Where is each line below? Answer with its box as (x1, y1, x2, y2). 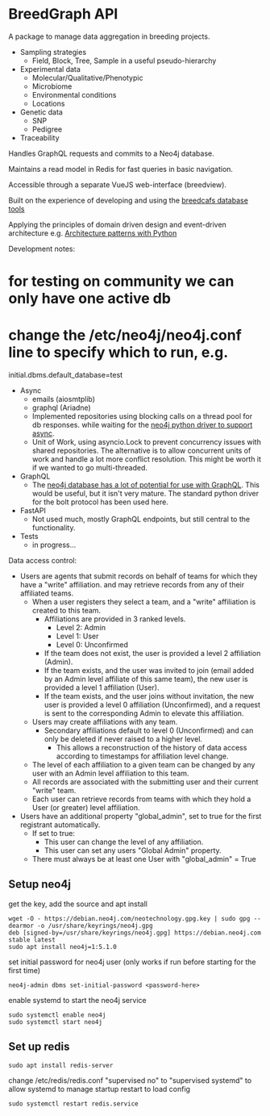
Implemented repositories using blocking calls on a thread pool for (31, 412, 252, 421)
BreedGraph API (8, 5, 118, 23)
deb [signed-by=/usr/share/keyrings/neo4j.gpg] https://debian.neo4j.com (8, 929, 262, 937)
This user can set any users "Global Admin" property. (44, 846, 222, 855)
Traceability (19, 132, 60, 142)
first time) (8, 965, 41, 975)
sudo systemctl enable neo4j (8, 1010, 106, 1019)
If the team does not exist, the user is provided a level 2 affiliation (44, 649, 261, 658)
